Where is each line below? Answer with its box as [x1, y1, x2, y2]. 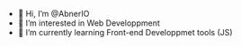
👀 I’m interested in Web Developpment [17, 18, 160, 28]
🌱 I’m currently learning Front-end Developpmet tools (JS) [17, 27, 233, 37]
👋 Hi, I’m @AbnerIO [17, 9, 90, 19]
